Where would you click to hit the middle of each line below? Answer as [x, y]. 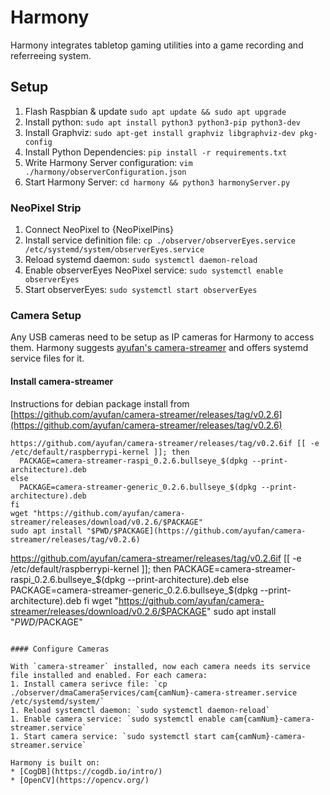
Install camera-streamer [62, 381]
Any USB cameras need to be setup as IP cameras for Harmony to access [162, 337]
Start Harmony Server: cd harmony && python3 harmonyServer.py [157, 182]
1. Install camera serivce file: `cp [89, 684]
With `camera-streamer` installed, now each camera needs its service [160, 666]
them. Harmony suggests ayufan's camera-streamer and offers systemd [159, 348]
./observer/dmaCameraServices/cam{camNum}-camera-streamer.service [154, 692]
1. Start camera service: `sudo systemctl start [113, 736]
